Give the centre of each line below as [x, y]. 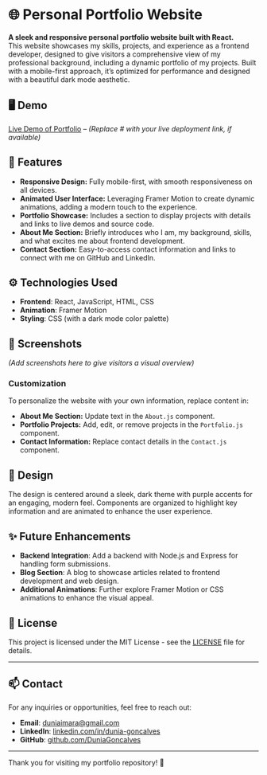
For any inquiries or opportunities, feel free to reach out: [100, 707]
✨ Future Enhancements [70, 536]
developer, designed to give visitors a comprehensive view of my [114, 54]
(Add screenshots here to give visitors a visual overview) [101, 363]
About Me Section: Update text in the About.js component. [117, 417]
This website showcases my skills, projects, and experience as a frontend [129, 45]
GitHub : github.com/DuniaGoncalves [80, 739]
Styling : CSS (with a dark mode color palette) [94, 319]
